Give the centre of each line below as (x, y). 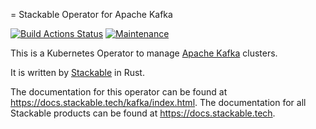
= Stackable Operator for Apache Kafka (91, 14)
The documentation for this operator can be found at (119, 92)
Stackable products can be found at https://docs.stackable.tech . (143, 113)
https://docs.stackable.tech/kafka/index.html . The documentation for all (158, 102)
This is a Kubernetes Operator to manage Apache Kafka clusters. (144, 53)
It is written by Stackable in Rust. (77, 72)
